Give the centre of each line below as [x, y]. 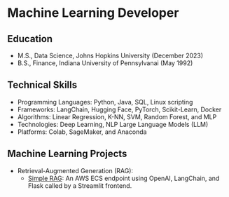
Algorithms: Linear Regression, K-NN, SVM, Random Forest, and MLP [117, 116]
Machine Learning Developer [93, 13]
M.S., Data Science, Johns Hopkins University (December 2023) [110, 55]
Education [30, 39]
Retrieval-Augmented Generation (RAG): [75, 170]
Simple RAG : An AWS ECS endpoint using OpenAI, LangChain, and [124, 178]
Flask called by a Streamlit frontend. [80, 185]
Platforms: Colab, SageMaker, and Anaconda [82, 132]
